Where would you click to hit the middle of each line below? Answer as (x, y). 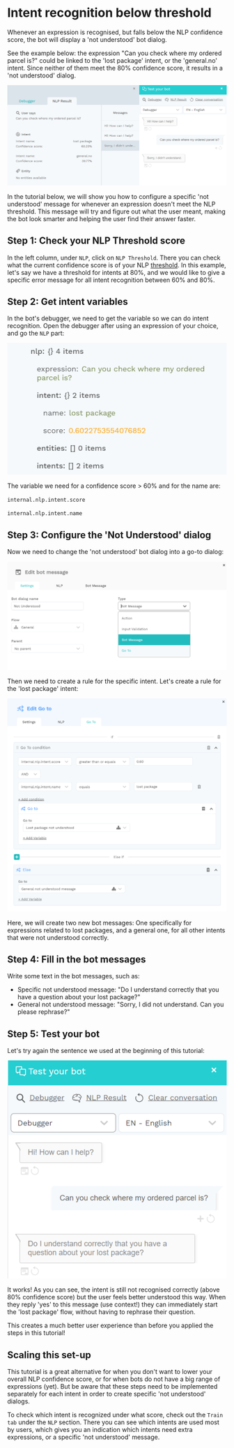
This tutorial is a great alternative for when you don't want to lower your (110, 1372)
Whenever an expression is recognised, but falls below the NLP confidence (115, 32)
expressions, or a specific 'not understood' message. (84, 1437)
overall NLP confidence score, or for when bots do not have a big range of (114, 1379)
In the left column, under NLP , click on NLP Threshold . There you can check (114, 257)
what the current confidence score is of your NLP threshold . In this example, (117, 265)
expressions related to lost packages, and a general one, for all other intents (116, 930)
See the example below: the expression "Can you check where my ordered (115, 53)
